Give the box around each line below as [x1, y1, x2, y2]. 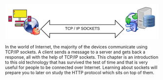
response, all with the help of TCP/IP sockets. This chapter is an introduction [5, 54, 159, 60]
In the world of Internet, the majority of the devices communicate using [5, 44, 147, 49]
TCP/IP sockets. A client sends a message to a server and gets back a [5, 49, 145, 55]
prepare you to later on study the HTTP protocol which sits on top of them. [5, 69, 155, 75]
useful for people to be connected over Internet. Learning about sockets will [5, 64, 158, 70]
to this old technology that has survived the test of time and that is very [5, 59, 148, 65]
